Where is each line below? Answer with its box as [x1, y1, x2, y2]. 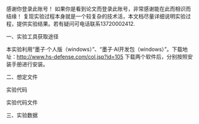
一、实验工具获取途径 [6, 33, 59, 40]
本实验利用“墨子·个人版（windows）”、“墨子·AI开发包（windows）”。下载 [6, 46, 183, 53]
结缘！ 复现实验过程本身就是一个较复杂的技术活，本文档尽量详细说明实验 [6, 13, 186, 20]
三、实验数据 [6, 111, 38, 119]
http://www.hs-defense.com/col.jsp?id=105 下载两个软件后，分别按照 [17, 53, 188, 60]
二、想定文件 [6, 74, 38, 80]
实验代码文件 [6, 99, 38, 106]
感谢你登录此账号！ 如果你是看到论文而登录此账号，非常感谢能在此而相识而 [6, 5, 191, 12]
